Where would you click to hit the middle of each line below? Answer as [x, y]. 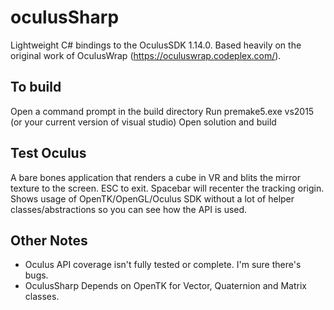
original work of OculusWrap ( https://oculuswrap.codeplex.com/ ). [146, 55]
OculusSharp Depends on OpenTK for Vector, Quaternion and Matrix [165, 286]
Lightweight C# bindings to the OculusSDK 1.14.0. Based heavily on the [156, 45]
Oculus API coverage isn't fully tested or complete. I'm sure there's [163, 265]
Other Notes [49, 240]
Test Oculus [48, 153]
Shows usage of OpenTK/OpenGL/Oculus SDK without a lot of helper [152, 198]
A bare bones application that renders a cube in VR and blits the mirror [155, 177]
